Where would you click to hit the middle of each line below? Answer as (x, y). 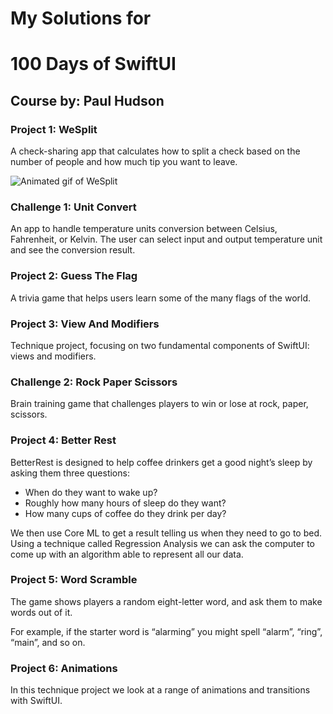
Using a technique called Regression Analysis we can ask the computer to (162, 543)
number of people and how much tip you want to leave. (124, 162)
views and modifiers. (53, 356)
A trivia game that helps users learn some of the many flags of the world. (161, 298)
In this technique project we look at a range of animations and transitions (160, 690)
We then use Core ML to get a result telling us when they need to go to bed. (166, 533)
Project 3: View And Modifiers (85, 324)
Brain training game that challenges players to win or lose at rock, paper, (159, 404)
